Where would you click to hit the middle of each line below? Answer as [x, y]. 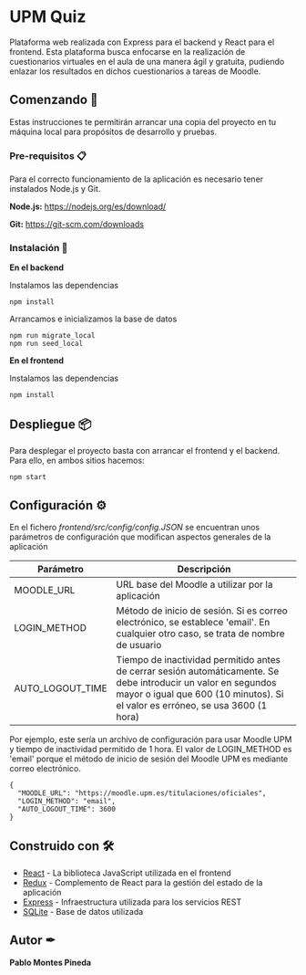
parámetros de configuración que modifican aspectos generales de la [140, 537]
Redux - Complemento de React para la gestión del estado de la [143, 882]
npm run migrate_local [52, 336]
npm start [28, 477]
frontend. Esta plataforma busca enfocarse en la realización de [127, 51]
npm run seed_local [46, 344]
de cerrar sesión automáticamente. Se [198, 671]
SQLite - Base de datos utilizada [83, 911]
